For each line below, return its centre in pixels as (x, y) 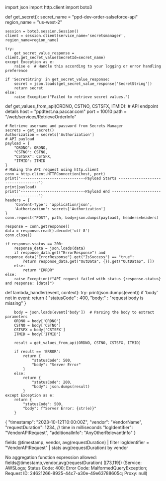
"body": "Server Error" (56, 365)
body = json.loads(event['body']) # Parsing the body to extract (84, 312)
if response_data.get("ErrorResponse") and (60, 253)
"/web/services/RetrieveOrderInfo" (41, 117)
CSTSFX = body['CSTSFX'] (40, 330)
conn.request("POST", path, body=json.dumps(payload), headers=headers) (82, 218)
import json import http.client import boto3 (49, 7)
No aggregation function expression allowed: (51, 457)
